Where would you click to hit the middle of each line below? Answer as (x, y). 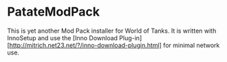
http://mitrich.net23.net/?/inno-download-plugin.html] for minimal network (115, 45)
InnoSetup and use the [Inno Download (63, 37)
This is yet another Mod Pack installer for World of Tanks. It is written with (112, 31)
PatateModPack (54, 12)
